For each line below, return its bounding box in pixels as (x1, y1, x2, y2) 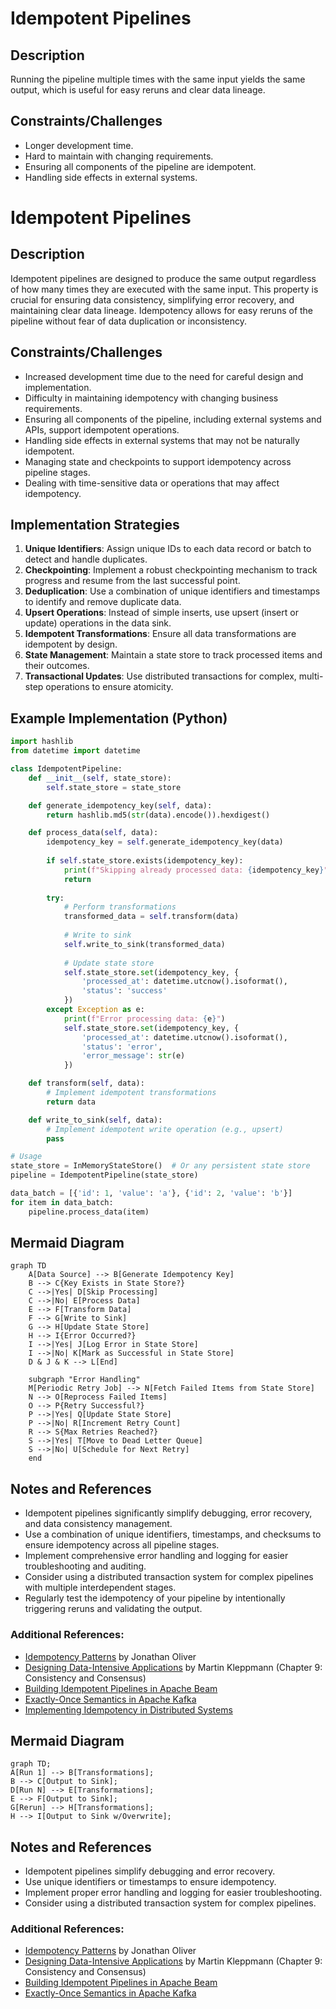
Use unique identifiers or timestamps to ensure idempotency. (24, 1876, 277, 1888)
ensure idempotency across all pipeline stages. (24, 1539, 220, 1551)
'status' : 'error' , (81, 1042, 163, 1052)
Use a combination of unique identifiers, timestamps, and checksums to (24, 1528, 322, 1541)
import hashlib (10, 737, 74, 747)
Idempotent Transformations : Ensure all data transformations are (24, 628, 297, 640)
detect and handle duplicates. (24, 553, 148, 566)
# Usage (10, 1152, 43, 1162)
